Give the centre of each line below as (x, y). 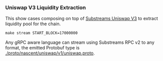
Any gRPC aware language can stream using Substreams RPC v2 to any (80, 42)
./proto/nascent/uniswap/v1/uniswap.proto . (50, 53)
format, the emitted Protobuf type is (42, 48)
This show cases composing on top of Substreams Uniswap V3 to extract (82, 19)
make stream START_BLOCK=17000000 (42, 33)
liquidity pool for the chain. (33, 24)
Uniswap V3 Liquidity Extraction (46, 8)
